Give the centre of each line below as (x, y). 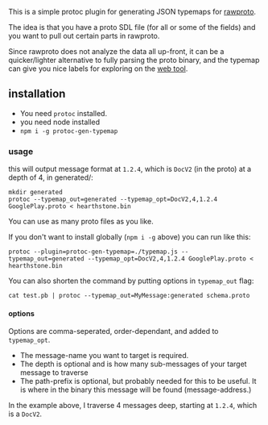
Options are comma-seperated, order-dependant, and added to (113, 331)
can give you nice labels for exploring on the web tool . (98, 69)
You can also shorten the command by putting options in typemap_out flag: (131, 281)
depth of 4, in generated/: (51, 177)
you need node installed (60, 122)
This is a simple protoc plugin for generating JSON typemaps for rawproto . (132, 12)
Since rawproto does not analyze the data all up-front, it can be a (116, 51)
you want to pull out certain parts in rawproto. (84, 36)
